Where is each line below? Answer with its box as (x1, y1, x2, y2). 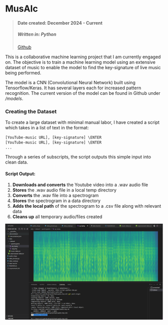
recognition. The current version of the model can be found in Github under (5, 90, 160, 96)
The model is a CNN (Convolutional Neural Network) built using (5, 79, 136, 85)
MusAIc (5, 3, 38, 15)
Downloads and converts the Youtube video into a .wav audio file (12, 182, 148, 188)
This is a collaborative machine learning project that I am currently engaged (5, 54, 161, 60)
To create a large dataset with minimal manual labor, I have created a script (5, 119, 160, 125)
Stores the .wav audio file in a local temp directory (12, 187, 116, 193)
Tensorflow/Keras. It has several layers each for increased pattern (5, 85, 141, 91)
